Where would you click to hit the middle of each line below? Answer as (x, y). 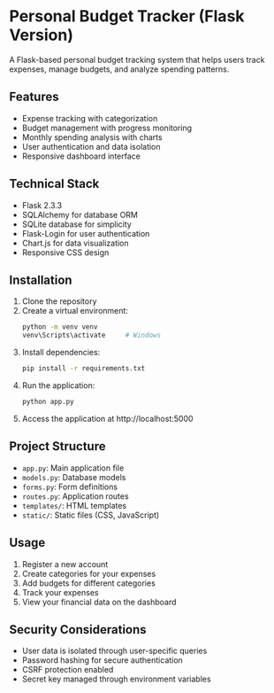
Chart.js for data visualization (76, 243)
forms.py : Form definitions (69, 487)
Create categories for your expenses (89, 573)
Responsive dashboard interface (81, 156)
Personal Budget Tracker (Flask (127, 16)
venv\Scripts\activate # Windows (91, 335)
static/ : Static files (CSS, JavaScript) (91, 515)
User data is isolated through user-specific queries (114, 651)
